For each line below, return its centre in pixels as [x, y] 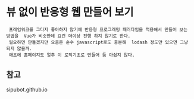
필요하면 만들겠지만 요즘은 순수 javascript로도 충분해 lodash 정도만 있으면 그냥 [98, 42]
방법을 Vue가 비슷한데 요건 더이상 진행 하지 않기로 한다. [68, 36]
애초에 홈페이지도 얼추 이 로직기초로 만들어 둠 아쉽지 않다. [72, 55]
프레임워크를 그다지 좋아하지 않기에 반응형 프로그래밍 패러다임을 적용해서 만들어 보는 [98, 30]
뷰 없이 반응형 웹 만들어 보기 [70, 12]
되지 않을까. [19, 48]
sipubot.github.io [27, 89]
